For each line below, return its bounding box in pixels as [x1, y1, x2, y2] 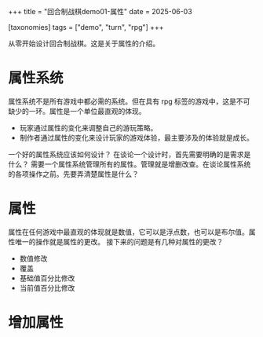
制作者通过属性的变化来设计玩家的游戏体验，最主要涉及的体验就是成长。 [19, 133, 254, 142]
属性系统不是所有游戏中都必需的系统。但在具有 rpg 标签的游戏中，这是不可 [8, 97, 250, 106]
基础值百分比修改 [19, 273, 75, 283]
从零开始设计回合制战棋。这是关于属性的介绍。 [8, 38, 159, 48]
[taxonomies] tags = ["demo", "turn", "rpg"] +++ [8, 23, 164, 31]
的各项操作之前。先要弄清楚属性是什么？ [8, 169, 139, 178]
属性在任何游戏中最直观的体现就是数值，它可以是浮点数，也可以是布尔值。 [8, 227, 249, 236]
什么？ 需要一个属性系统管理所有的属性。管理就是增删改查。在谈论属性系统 [8, 159, 251, 169]
